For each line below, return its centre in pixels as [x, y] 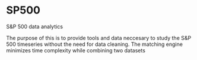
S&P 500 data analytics [35, 26]
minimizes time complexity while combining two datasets [76, 50]
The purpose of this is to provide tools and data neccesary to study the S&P [99, 38]
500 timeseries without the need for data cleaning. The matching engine [94, 44]
